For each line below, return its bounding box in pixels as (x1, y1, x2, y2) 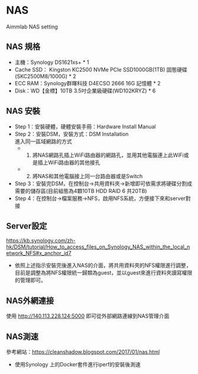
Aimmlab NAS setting (6, 23, 58, 30)
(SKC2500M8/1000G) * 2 (14, 72, 77, 80)
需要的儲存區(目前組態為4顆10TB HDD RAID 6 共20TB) (14, 187, 147, 194)
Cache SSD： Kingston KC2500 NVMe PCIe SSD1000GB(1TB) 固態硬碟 (14, 66, 188, 73)
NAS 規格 (6, 42, 41, 52)
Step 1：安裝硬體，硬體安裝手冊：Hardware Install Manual (14, 122, 156, 130)
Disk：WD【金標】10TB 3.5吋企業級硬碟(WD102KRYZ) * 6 (14, 87, 156, 94)
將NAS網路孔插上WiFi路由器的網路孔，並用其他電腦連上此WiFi (32, 151, 184, 159)
